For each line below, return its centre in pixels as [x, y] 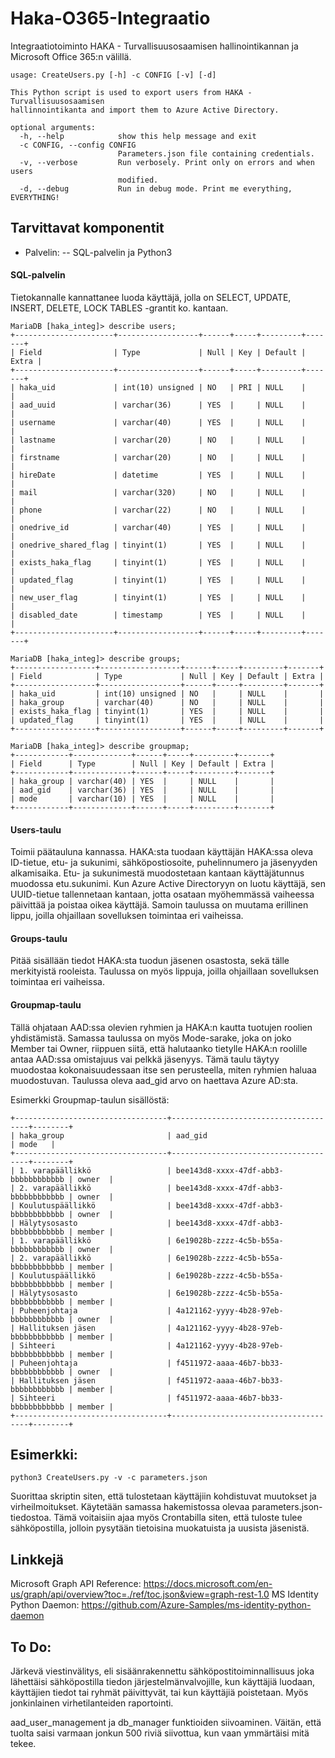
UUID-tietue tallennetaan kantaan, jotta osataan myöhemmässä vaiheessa [162, 894]
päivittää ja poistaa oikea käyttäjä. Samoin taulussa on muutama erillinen [159, 905]
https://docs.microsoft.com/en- [208, 1584]
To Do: [31, 1647]
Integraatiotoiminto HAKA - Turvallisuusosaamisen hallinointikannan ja [154, 46]
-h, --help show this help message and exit [138, 136]
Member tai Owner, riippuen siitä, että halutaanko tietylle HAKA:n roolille [159, 1048]
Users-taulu [36, 829]
